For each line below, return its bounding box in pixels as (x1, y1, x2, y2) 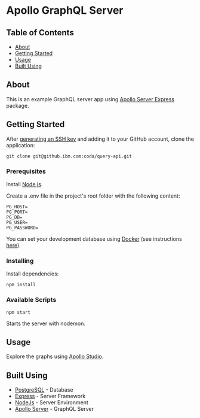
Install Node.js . (6, 180, 43, 187)
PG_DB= (6, 214, 23, 220)
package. (6, 102, 29, 109)
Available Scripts (6, 296, 57, 304)
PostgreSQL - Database (14, 386, 73, 393)
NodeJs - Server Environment (14, 399, 88, 406)
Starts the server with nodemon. (6, 320, 85, 327)
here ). (6, 241, 21, 249)
